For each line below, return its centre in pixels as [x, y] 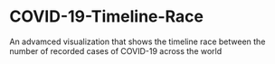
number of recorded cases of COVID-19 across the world [116, 50]
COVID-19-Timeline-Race [107, 17]
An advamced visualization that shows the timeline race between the [137, 41]
